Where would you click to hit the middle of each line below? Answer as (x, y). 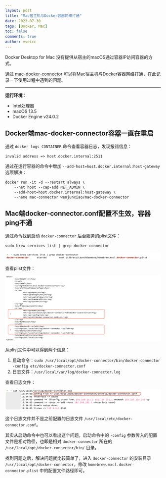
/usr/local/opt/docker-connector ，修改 (46, 464)
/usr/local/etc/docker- (108, 419)
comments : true (21, 37)
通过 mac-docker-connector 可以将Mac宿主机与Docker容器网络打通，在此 (81, 74)
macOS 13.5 (24, 111)
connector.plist (22, 471)
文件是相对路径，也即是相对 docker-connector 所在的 (59, 441)
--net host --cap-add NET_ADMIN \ (49, 187)
